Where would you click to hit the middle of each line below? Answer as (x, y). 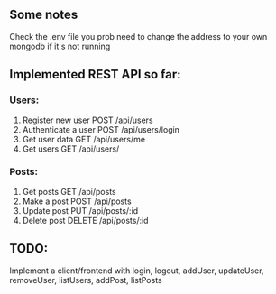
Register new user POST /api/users (87, 120)
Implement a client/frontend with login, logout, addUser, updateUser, (137, 271)
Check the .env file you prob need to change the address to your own (138, 36)
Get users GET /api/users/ (71, 149)
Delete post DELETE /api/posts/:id (85, 220)
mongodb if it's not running (60, 46)
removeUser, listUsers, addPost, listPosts (86, 280)
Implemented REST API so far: (96, 74)
